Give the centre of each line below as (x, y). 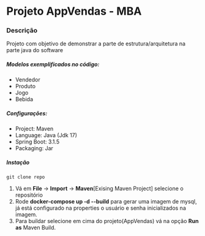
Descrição (22, 31)
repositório (29, 195)
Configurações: (27, 113)
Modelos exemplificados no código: (53, 64)
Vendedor (28, 80)
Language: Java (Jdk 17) (46, 135)
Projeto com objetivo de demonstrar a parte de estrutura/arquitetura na (96, 44)
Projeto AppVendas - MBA (74, 11)
